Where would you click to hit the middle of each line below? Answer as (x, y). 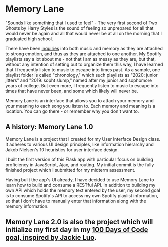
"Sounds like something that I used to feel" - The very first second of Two (81, 23)
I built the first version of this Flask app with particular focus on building (79, 159)
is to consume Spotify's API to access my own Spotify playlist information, (82, 195)
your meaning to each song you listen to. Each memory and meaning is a (80, 106)
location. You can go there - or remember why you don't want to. (72, 111)
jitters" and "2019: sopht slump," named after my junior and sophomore (79, 80)
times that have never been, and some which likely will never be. (72, 91)
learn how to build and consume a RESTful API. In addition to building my (80, 185)
